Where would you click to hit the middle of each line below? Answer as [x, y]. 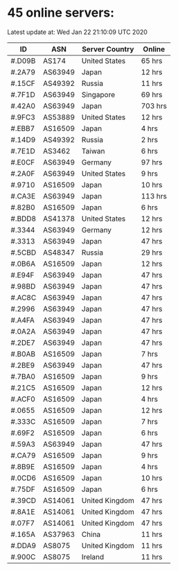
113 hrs [154, 196]
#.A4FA [23, 320]
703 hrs [154, 105]
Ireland [93, 556]
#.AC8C [24, 298]
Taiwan [93, 151]
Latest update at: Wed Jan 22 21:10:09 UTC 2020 [77, 32]
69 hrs [152, 94]
